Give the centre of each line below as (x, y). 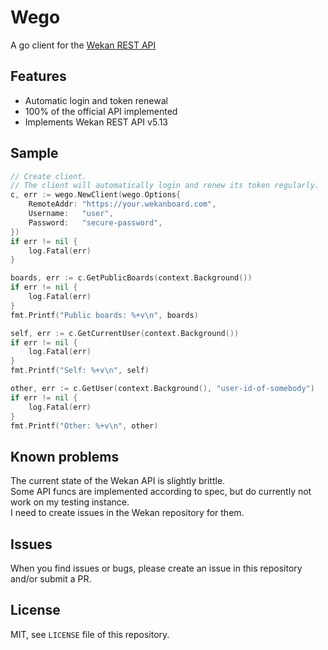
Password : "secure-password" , (95, 222)
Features (38, 76)
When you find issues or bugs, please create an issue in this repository (156, 568)
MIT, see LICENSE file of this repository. (90, 634)
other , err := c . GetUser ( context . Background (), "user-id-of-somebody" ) (162, 389)
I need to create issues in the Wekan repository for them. (127, 513)
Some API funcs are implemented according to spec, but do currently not (161, 492)
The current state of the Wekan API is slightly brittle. (118, 481)
